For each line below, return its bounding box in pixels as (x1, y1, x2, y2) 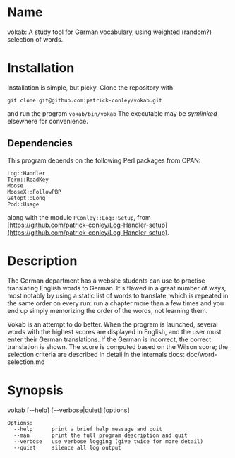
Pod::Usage (7, 201, 40, 208)
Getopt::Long (7, 194, 46, 201)
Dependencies (7, 137, 73, 149)
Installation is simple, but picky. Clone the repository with (7, 83, 174, 92)
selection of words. (7, 35, 64, 43)
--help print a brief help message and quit (13, 425, 162, 433)
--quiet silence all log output (13, 444, 121, 451)
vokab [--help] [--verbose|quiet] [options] (7, 406, 130, 414)
